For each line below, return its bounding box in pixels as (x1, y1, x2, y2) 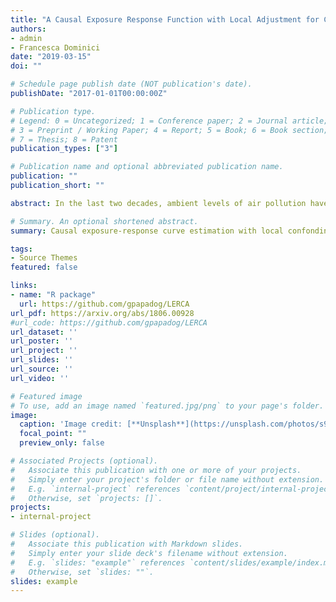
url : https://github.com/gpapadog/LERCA (19, 299, 190, 309)
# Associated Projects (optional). (10, 456, 159, 466)
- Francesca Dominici (10, 42, 101, 53)
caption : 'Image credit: (19, 419, 123, 430)
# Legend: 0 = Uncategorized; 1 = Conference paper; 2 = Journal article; (10, 116, 329, 126)
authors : (10, 24, 47, 34)
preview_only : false (19, 438, 105, 448)
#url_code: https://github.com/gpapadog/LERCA (10, 317, 208, 328)
